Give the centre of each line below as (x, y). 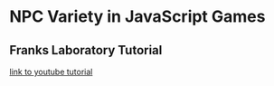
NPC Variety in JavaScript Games (137, 17)
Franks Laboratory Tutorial (86, 50)
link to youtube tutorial (51, 72)
